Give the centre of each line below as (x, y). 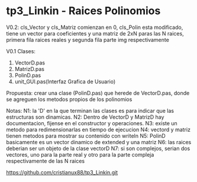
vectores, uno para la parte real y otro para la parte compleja (80, 154)
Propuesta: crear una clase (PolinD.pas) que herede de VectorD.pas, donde (98, 93)
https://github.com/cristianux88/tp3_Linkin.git (62, 172)
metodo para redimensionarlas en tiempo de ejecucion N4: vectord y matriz (98, 129)
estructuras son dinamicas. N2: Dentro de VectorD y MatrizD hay (85, 117)
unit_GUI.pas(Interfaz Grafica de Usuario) (65, 82)
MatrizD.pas (29, 69)
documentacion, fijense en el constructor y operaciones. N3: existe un (92, 123)
